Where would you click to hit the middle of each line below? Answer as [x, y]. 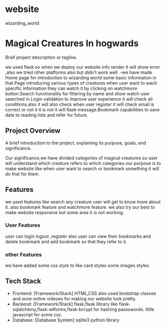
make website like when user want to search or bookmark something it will [82, 169]
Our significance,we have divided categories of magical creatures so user [81, 158]
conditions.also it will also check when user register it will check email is [80, 104]
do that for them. [23, 174]
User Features [23, 225]
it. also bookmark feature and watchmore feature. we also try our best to [80, 207]
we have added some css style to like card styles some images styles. [78, 266]
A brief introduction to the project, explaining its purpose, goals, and [76, 143]
